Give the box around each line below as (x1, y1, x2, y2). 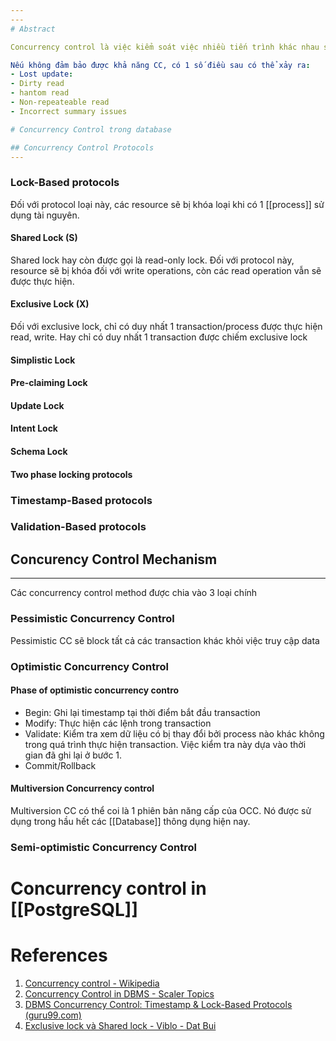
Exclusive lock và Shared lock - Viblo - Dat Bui (24, 1019, 217, 1031)
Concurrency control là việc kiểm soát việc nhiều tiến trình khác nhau (10, 42, 320, 52)
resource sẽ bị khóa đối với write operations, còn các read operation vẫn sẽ (10, 264, 322, 276)
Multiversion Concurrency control (10, 782, 155, 795)
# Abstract (10, 24, 56, 34)
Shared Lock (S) (10, 232, 78, 244)
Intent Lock (10, 422, 58, 435)
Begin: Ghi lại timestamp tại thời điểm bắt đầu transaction (24, 706, 261, 718)
